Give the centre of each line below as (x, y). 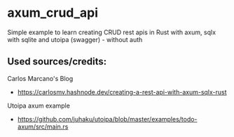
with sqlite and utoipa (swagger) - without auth (75, 39)
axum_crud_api (53, 13)
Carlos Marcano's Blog (40, 78)
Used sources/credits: (57, 62)
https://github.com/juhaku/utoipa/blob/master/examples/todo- (107, 119)
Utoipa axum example (39, 106)
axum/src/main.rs (43, 127)
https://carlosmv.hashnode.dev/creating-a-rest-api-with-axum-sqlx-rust (122, 92)
